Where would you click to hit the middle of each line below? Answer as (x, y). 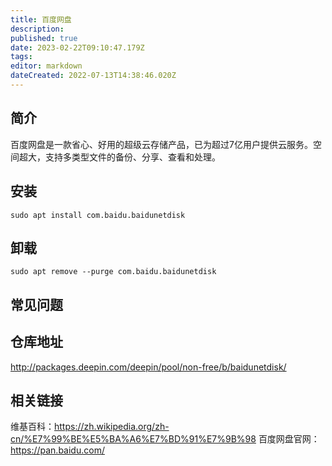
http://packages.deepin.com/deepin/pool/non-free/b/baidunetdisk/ (148, 367)
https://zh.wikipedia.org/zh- (112, 427)
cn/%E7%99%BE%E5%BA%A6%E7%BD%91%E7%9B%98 (133, 439)
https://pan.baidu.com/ (57, 450)
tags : (21, 57)
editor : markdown (46, 66)
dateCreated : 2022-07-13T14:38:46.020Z (93, 76)
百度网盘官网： (289, 439)
